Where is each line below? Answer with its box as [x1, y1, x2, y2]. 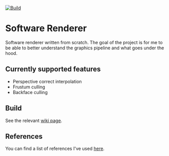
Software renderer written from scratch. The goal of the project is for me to [5, 39, 163, 45]
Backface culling [12, 89, 48, 95]
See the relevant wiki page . [5, 117, 63, 123]
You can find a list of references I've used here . [5, 145, 105, 152]
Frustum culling [12, 84, 45, 90]
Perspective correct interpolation [12, 78, 82, 84]
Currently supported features [5, 65, 101, 74]
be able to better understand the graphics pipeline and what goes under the [5, 45, 164, 51]
